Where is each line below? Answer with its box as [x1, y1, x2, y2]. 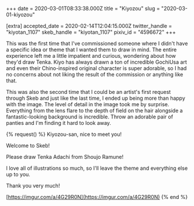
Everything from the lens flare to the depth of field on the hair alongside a [6, 107, 183, 114]
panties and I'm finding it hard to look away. [6, 120, 112, 126]
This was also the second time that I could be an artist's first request [6, 89, 171, 95]
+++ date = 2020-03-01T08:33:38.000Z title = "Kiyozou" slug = [6, 5, 160, 12]
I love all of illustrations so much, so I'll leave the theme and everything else [6, 165, 188, 172]
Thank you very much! [6, 182, 60, 189]
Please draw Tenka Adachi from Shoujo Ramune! [6, 153, 124, 160]
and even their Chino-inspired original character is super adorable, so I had [6, 65, 187, 72]
